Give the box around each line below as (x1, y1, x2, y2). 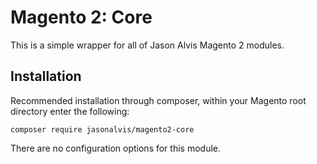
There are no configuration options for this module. (10, 142, 221, 154)
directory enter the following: (10, 105, 130, 117)
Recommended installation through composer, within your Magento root (10, 94, 307, 106)
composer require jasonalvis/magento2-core (10, 124, 195, 135)
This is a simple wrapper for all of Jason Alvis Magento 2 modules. (10, 39, 285, 51)
